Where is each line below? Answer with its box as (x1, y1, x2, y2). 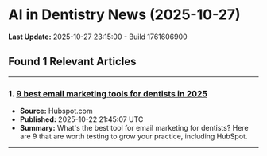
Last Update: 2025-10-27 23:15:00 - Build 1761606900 (8, 32, 188, 41)
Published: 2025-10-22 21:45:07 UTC (19, 115, 144, 124)
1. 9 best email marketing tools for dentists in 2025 (8, 88, 208, 99)
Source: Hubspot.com (19, 106, 93, 116)
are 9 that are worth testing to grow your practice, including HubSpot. (19, 131, 248, 141)
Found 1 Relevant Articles (8, 55, 137, 68)
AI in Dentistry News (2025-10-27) (8, 6, 241, 24)
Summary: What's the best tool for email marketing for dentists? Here (19, 123, 249, 133)
